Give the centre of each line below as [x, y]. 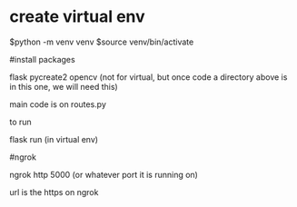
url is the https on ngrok [54, 192]
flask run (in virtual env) [54, 139]
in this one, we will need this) [64, 86]
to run [20, 122]
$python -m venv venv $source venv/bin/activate [102, 42]
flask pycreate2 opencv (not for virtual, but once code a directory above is [148, 77]
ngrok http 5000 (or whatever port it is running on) [104, 174]
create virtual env [77, 17]
